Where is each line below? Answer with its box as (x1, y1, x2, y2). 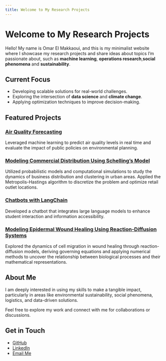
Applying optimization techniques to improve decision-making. (12, 99, 140, 105)
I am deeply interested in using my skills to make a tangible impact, (5, 287, 142, 292)
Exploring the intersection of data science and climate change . (12, 94, 143, 100)
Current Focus (5, 75, 51, 83)
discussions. (5, 312, 31, 318)
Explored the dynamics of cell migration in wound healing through (5, 243, 140, 249)
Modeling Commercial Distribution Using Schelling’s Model (5, 157, 150, 164)
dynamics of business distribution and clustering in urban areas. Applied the (5, 174, 161, 180)
